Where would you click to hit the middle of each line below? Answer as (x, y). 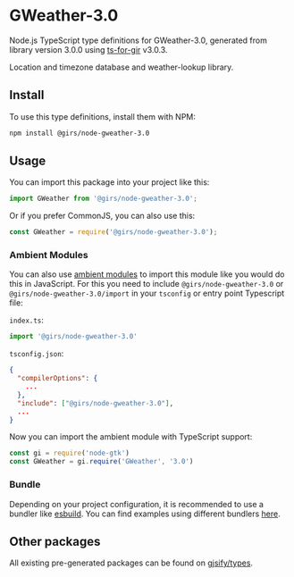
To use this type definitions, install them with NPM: (103, 116)
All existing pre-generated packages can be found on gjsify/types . (131, 563)
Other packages (55, 541)
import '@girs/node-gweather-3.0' (74, 337)
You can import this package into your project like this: (109, 182)
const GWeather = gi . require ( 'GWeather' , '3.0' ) (101, 462)
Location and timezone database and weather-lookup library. (122, 67)
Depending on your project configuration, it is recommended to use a (136, 504)
